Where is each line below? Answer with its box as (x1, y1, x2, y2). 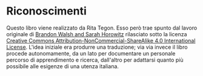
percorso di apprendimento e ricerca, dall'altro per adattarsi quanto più (6, 56, 184, 63)
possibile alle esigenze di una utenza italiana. (6, 62, 119, 70)
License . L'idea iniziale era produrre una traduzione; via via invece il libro (6, 43, 188, 51)
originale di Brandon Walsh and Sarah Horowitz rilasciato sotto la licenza (6, 30, 187, 37)
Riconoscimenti (6, 4, 87, 18)
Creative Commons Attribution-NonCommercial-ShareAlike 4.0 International (6, 37, 196, 44)
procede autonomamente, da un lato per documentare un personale (6, 49, 176, 57)
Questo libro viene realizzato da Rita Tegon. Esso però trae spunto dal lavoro (6, 24, 198, 31)
